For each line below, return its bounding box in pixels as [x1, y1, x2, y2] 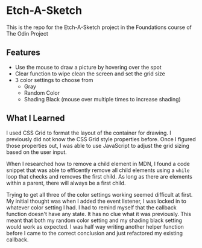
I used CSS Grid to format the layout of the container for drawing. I [6, 129, 171, 136]
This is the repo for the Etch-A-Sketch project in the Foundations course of [6, 24, 192, 31]
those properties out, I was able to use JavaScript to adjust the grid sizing [6, 142, 190, 149]
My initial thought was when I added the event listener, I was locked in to [6, 197, 187, 205]
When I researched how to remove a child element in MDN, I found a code [6, 160, 190, 167]
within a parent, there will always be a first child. [6, 179, 126, 186]
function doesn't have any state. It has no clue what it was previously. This [6, 210, 192, 217]
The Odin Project [6, 30, 48, 37]
